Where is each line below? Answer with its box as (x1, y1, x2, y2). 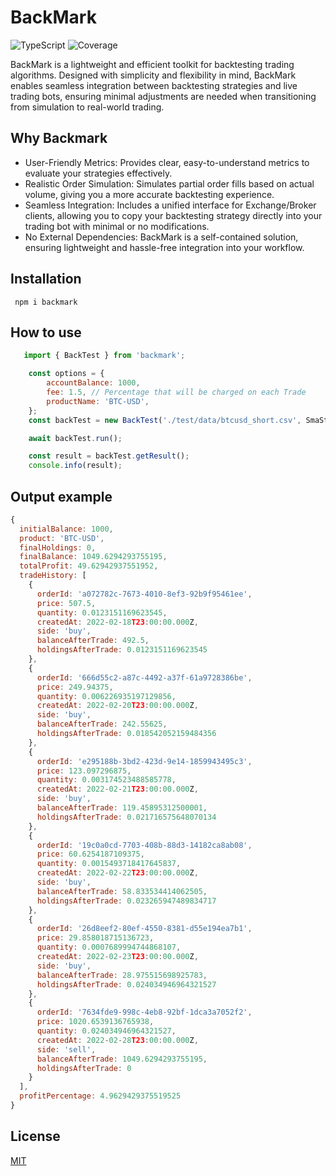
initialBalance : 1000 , (19, 524, 114, 534)
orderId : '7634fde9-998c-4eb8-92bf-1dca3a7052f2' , (36, 1007, 253, 1018)
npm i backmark (14, 297, 78, 307)
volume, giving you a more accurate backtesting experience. (24, 188, 275, 200)
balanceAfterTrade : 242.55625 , (36, 719, 168, 730)
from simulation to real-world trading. (10, 101, 165, 113)
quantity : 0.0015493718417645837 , (36, 859, 182, 869)
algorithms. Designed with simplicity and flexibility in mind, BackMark (10, 69, 297, 81)
